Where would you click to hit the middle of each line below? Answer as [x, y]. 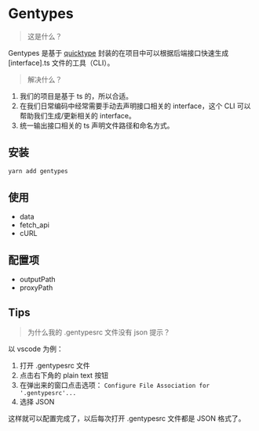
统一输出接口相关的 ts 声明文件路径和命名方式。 [97, 125]
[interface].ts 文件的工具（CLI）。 [61, 63]
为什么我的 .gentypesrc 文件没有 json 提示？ [98, 332]
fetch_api [34, 225]
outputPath [38, 280]
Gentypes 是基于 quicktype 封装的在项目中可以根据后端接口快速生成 [119, 53]
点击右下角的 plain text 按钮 [64, 375]
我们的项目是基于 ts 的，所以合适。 [76, 96]
